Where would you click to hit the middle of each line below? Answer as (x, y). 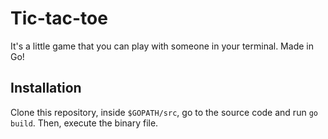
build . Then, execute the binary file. (84, 123)
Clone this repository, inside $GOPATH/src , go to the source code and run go (164, 112)
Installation (46, 88)
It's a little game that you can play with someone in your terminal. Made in (162, 46)
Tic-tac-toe (59, 18)
